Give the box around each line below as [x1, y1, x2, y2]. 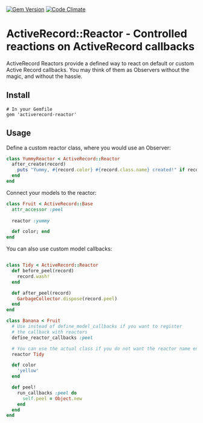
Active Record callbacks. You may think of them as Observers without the [6, 66, 190, 73]
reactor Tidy [11, 351, 45, 357]
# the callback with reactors [11, 329, 88, 335]
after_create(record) [11, 161, 66, 168]
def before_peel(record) [11, 268, 74, 274]
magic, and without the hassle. [6, 73, 83, 80]
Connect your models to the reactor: [6, 189, 97, 196]
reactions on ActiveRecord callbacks [6, 40, 195, 54]
